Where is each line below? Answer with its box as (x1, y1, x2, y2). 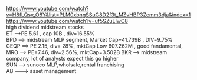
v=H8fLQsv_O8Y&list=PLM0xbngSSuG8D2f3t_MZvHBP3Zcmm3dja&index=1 (6, 11, 191, 18)
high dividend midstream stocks (6, 24, 84, 31)
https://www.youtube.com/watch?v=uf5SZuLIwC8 (6, 18, 129, 24)
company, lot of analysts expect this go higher (6, 55, 119, 62)
